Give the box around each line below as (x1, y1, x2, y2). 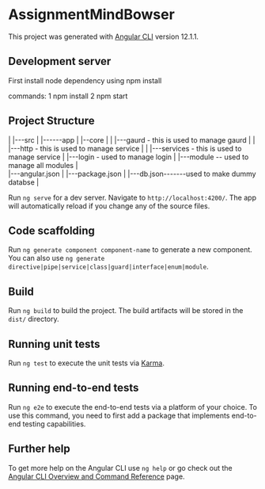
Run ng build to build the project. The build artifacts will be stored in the (8, 306, 244, 315)
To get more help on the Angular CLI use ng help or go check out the (8, 463, 233, 472)
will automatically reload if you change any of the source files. (8, 201, 210, 211)
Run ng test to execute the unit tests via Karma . (8, 358, 165, 368)
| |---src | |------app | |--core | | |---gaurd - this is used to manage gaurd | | (8, 135, 256, 144)
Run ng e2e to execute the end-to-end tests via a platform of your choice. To (8, 402, 258, 411)
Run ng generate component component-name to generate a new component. (8, 245, 253, 254)
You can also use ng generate (8, 254, 105, 263)
